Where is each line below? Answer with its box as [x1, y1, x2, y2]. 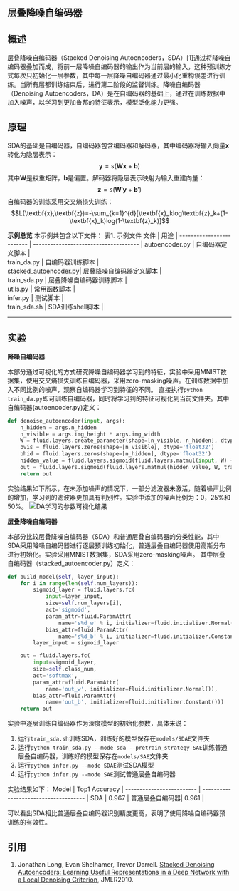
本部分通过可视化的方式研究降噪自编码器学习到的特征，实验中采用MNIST [7, 367, 221, 376]
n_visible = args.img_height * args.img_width [20, 431, 161, 438]
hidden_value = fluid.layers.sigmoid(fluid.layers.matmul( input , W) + [20, 457, 234, 465]
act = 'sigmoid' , [45, 607, 91, 614]
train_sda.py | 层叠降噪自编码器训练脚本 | [7, 276, 127, 284]
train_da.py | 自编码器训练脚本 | [7, 258, 100, 267]
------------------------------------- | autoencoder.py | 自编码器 [33, 240, 222, 249]
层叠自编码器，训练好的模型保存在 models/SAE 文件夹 [17, 752, 169, 761]
